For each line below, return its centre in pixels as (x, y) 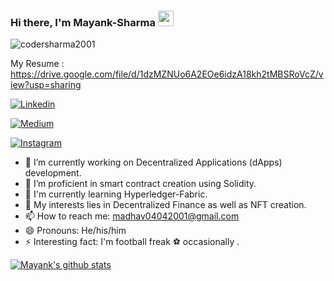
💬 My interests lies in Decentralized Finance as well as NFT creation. (165, 205)
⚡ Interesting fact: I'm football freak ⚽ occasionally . (132, 242)
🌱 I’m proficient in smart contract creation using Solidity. (140, 184)
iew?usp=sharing (46, 85)
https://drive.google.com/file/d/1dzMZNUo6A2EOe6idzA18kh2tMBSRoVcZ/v (167, 74)
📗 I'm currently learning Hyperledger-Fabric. (116, 194)
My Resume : (37, 64)
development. (53, 173)
